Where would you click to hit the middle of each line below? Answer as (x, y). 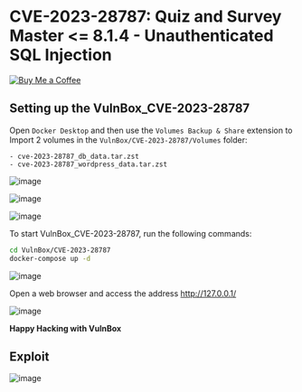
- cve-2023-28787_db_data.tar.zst (75, 156)
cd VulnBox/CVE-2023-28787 (60, 250)
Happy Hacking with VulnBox (66, 328)
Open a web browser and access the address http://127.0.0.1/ (123, 293)
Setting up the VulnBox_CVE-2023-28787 (130, 109)
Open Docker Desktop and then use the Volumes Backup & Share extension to (151, 130)
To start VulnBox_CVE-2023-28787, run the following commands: (131, 233)
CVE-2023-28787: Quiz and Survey (146, 17)
